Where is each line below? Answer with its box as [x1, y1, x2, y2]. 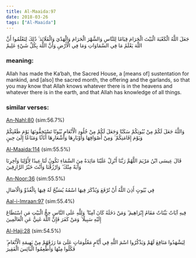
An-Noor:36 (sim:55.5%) [6, 175, 66, 182]
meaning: [6, 57, 34, 65]
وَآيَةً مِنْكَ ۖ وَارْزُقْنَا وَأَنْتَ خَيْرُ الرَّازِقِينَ [6, 163, 82, 170]
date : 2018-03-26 [6, 14, 49, 20]
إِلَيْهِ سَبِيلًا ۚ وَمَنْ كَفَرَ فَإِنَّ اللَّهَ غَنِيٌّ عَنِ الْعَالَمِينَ [6, 215, 101, 222]
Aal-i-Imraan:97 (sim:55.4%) [6, 197, 75, 205]
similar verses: [6, 103, 49, 111]
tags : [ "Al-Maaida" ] [6, 19, 57, 25]
